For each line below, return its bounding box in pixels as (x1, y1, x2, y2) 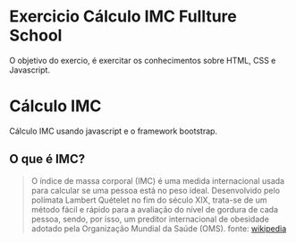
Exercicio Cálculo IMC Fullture (9, 6, 237, 27)
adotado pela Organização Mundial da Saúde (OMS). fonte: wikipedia (30, 222, 287, 234)
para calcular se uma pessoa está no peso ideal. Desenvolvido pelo (30, 185, 280, 195)
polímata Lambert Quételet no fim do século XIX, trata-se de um (30, 195, 267, 205)
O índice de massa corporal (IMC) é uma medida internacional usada (30, 175, 284, 186)
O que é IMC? (9, 152, 86, 167)
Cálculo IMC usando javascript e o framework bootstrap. (9, 126, 217, 136)
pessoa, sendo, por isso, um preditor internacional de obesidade (30, 213, 270, 224)
